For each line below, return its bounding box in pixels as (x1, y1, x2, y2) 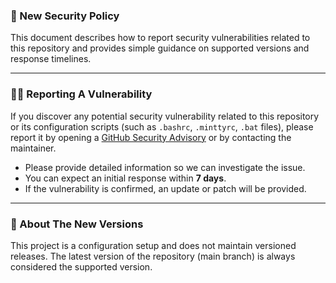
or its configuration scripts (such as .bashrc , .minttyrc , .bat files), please (10, 120, 314, 133)
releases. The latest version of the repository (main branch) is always (10, 250, 296, 262)
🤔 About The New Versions (10, 217, 144, 231)
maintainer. (10, 142, 57, 154)
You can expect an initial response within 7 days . (24, 172, 227, 184)
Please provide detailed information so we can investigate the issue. (24, 161, 306, 173)
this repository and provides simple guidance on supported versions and (10, 42, 310, 54)
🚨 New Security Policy (10, 9, 120, 23)
